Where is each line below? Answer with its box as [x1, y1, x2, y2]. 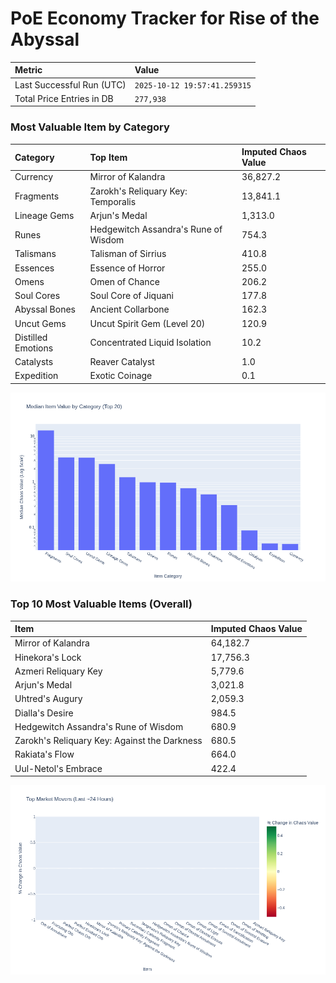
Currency [14, 171, 54, 183]
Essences [14, 262, 55, 274]
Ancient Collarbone [89, 303, 170, 316]
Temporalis [89, 195, 137, 207]
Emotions [14, 342, 54, 354]
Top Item [89, 151, 128, 163]
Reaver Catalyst [89, 356, 155, 368]
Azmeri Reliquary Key [14, 665, 103, 677]
